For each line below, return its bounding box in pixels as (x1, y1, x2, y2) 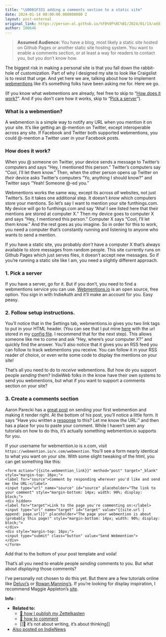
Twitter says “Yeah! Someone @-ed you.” (5, 180, 89, 186)
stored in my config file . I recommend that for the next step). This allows (5, 331, 152, 337)
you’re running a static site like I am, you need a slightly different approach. (5, 257, 158, 263)
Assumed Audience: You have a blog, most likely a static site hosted (17, 39, 158, 45)
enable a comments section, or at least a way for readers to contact (17, 50, 155, 56)
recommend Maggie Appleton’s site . (5, 586, 79, 592)
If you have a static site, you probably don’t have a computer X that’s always (5, 241, 161, 247)
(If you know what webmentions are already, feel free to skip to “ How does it (5, 90, 161, 96)
